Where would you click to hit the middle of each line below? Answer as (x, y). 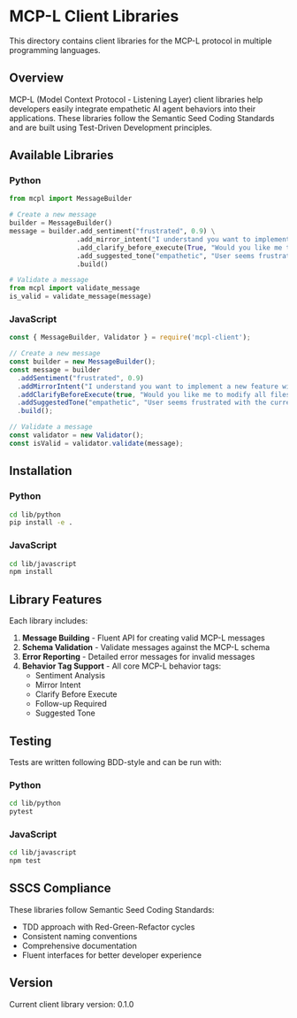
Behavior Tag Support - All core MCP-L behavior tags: (122, 666)
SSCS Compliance (61, 888)
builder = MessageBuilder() (61, 223)
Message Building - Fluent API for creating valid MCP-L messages (143, 638)
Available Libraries (61, 155)
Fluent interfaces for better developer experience (111, 955)
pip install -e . (41, 523)
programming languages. (55, 50)
